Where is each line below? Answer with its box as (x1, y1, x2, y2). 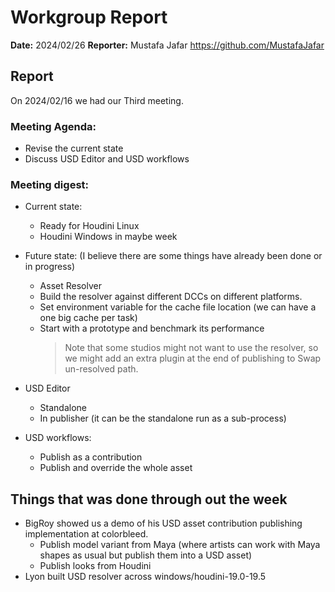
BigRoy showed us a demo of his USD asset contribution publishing (24, 517, 303, 530)
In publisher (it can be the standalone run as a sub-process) (39, 412, 287, 425)
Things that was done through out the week (10, 491, 288, 508)
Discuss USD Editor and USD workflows (24, 153, 190, 165)
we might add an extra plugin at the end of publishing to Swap (64, 352, 322, 365)
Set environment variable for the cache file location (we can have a (39, 301, 317, 313)
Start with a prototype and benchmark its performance (39, 322, 265, 335)
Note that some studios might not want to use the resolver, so (64, 342, 319, 354)
